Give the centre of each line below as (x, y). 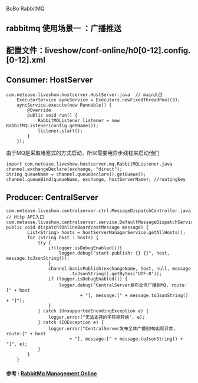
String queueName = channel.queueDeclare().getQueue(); (76, 174)
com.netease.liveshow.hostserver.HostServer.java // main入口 (85, 95)
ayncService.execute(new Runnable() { (64, 105)
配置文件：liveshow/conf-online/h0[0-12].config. (98, 50)
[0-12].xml (26, 60)
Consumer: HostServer (49, 80)
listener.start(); (60, 131)
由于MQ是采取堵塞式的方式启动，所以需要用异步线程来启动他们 (83, 153)
